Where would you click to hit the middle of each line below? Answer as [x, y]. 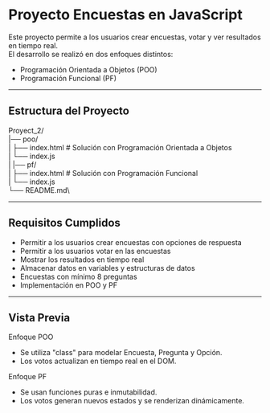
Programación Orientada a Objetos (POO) [89, 69]
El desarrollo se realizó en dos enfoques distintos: [91, 54]
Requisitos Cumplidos [64, 223]
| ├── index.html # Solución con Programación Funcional [103, 173]
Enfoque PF [28, 377]
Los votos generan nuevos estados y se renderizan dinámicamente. [132, 401]
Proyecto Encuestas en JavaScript [125, 15]
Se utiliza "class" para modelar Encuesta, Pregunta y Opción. [121, 353]
